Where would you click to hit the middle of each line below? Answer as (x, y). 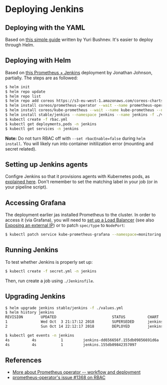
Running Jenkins (32, 250)
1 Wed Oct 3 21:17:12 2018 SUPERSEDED (70, 322)
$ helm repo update (25, 92)
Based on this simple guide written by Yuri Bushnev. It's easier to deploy (79, 39)
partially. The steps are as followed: (42, 78)
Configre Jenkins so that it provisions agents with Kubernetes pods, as (78, 177)
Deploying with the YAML (45, 28)
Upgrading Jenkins (35, 296)
